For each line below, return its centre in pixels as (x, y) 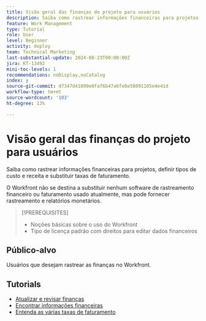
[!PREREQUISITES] (45, 212)
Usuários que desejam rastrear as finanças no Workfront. (79, 265)
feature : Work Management (39, 23)
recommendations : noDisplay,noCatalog (56, 75)
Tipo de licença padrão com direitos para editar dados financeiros (114, 231)
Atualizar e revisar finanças (50, 299)
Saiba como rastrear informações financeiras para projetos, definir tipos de (101, 169)
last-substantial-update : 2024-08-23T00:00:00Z (68, 58)
